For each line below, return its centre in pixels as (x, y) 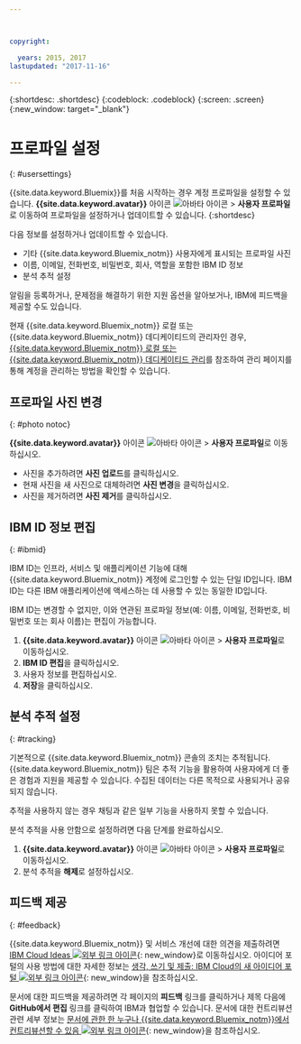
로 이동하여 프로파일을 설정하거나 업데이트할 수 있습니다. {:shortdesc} (132, 215)
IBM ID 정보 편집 (53, 527)
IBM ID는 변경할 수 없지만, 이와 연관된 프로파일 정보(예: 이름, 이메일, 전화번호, (145, 609)
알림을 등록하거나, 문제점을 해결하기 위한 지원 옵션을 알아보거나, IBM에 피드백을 (149, 295)
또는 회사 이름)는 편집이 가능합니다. (95, 621)
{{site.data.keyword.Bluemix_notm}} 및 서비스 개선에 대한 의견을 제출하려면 (145, 943)
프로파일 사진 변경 (56, 402)
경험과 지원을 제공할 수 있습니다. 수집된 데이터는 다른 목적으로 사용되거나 (146, 780)
